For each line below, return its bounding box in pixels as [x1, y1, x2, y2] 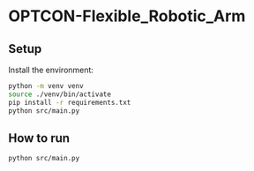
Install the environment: [8, 64, 94, 75]
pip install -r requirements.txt [8, 98, 131, 107]
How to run [8, 130, 71, 145]
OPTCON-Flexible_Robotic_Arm [8, 6, 246, 26]
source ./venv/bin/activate [8, 90, 112, 99]
